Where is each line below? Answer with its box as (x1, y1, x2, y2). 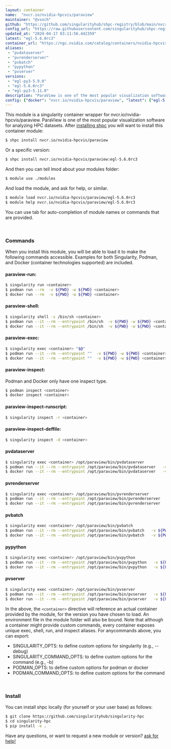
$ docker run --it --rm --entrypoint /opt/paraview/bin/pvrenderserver (5, 501, 160, 506)
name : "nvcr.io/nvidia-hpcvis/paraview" (5, 12, 95, 17)
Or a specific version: (5, 147, 50, 153)
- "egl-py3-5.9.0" (7, 79, 47, 84)
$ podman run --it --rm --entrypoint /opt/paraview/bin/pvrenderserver (5, 496, 160, 502)
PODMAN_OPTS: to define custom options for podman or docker (12, 664, 149, 670)
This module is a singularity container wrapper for (5, 112, 110, 118)
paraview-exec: (5, 335, 40, 341)
